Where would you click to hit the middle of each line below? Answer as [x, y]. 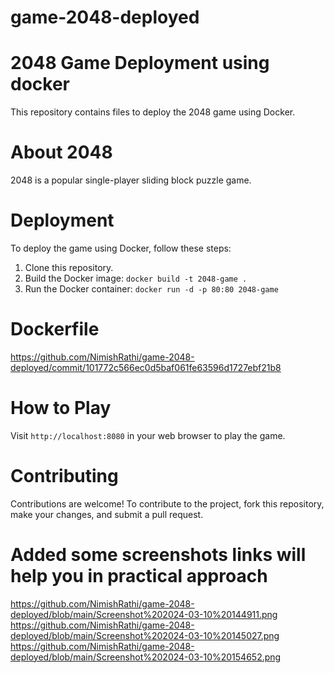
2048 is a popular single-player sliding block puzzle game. [131, 180]
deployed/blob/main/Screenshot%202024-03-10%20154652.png [146, 657]
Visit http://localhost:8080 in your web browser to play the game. [148, 435]
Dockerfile [55, 329]
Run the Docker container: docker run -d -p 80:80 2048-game [151, 289]
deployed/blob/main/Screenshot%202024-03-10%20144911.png [144, 614]
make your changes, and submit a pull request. [107, 514]
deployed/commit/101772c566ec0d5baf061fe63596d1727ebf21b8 [146, 367]
